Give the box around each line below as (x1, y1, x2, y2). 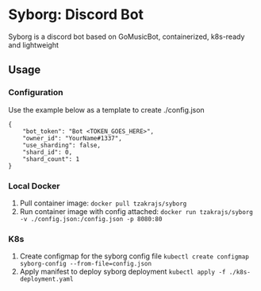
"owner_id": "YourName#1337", (22, 134, 123, 142)
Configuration (8, 87, 63, 98)
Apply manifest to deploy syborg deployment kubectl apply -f (19, 267, 226, 277)
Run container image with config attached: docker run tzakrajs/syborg (19, 206, 254, 216)
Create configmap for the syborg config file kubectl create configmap (19, 251, 250, 261)
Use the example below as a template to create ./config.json (8, 105, 205, 114)
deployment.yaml (19, 275, 74, 283)
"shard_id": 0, (22, 148, 73, 156)
